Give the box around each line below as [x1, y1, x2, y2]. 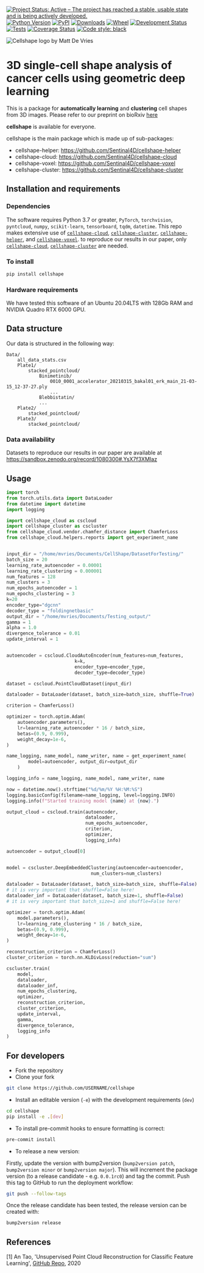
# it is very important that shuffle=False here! [6, 887, 135, 893]
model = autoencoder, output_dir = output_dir [28, 759, 138, 765]
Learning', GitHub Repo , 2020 [6, 1260, 81, 1267]
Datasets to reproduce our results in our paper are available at [6, 449, 163, 456]
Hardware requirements [6, 285, 79, 294]
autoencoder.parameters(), [17, 720, 86, 726]
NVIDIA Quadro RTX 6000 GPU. [6, 306, 86, 313]
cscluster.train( [6, 965, 51, 971]
